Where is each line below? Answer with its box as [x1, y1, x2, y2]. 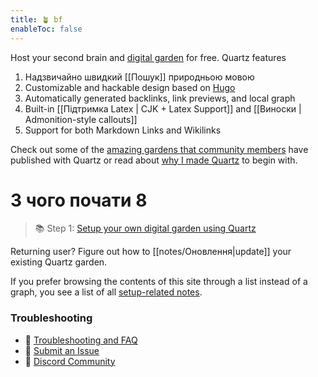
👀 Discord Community [24, 355, 116, 367]
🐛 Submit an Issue [24, 344, 100, 356]
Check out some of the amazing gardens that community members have [10, 143, 309, 155]
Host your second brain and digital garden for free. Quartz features [10, 51, 287, 63]
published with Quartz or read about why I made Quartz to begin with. [10, 154, 298, 166]
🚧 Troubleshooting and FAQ [24, 334, 138, 346]
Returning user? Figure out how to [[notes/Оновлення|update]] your [10, 246, 292, 258]
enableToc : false [10, 24, 83, 34]
